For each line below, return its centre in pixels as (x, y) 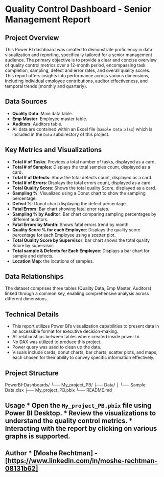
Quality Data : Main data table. (43, 113)
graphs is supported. (38, 436)
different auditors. (30, 219)
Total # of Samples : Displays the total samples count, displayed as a (81, 167)
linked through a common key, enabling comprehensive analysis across (77, 293)
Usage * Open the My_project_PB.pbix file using (78, 405)
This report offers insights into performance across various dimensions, (77, 76)
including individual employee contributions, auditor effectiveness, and (76, 81)
